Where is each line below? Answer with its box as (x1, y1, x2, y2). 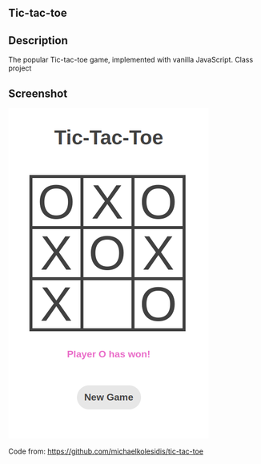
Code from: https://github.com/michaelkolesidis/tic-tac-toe (8, 446, 204, 456)
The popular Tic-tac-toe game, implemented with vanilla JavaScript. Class (8, 55, 254, 65)
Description (8, 34, 68, 47)
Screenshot (8, 87, 68, 100)
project (8, 63, 32, 73)
